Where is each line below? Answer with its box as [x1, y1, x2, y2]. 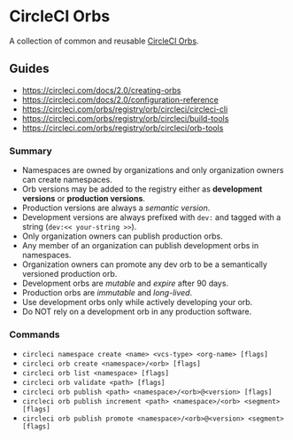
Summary [9, 145, 53, 157]
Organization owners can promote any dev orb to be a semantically [21, 259, 268, 270]
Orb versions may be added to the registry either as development [21, 184, 263, 194]
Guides [9, 61, 50, 76]
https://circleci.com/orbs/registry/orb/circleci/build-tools [21, 113, 229, 123]
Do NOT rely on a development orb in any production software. [21, 306, 252, 317]
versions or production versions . [21, 193, 146, 204]
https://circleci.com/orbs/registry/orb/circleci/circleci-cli [21, 104, 228, 114]
